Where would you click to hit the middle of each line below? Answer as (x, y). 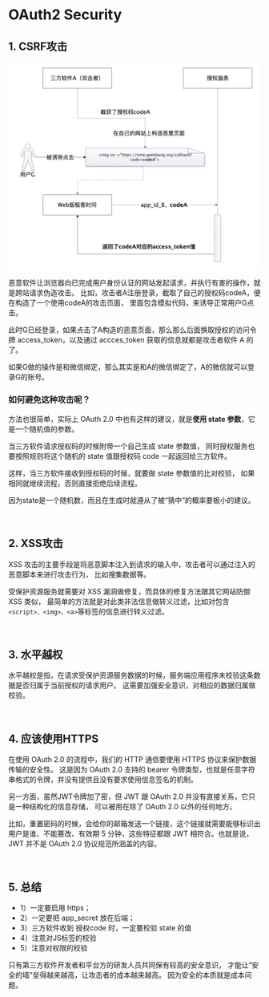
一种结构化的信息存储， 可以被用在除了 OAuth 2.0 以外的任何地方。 (126, 807)
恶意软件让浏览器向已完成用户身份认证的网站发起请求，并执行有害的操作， (131, 283)
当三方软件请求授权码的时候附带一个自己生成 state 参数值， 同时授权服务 (128, 446)
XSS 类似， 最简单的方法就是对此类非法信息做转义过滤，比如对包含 (119, 601)
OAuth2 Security (65, 15)
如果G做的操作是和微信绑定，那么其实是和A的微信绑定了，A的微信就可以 (128, 367)
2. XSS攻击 (36, 543)
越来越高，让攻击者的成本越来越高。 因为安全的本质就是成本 (146, 975)
